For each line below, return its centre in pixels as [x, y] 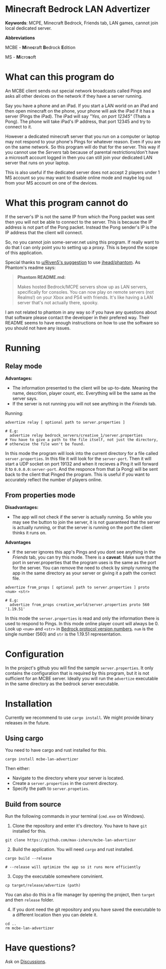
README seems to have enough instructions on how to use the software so [82, 323]
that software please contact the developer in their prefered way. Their [77, 317]
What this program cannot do [67, 203]
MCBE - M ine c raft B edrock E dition [40, 47]
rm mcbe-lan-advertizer [30, 928]
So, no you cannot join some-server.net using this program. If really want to [82, 242]
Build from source [33, 804]
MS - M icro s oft [21, 57]
